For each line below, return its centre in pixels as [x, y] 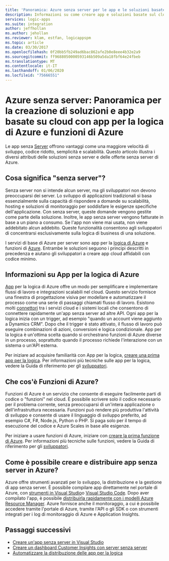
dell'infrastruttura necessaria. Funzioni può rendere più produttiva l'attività [82, 410]
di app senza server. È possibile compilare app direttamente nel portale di [81, 488]
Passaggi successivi [38, 530]
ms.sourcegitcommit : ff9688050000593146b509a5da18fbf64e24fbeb [73, 57]
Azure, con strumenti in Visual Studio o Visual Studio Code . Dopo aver [77, 493]
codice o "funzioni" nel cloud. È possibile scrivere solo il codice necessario [83, 399]
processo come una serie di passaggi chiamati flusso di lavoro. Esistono [80, 303]
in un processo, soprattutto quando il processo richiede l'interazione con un [84, 340]
